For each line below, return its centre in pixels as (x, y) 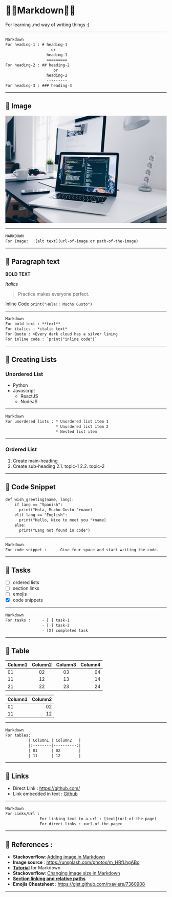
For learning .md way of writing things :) (47, 25)
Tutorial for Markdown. (37, 868)
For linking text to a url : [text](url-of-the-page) (98, 819)
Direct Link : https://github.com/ (46, 788)
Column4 (91, 664)
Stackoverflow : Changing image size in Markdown (66, 873)
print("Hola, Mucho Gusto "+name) (56, 510)
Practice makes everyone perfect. (53, 294)
